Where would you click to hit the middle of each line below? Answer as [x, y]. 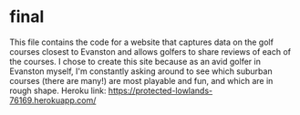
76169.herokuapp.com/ [53, 100]
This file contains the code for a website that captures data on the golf [141, 42]
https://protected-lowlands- [160, 90]
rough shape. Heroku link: [58, 90]
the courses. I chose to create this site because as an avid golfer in [135, 61]
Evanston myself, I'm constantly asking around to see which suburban [141, 71]
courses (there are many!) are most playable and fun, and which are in [141, 80]
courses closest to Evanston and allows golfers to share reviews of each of [150, 51]
